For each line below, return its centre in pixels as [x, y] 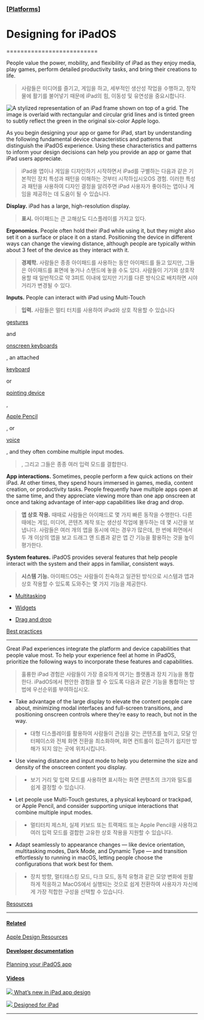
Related [16, 923]
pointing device [26, 392]
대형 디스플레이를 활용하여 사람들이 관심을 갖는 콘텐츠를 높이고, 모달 [110, 733]
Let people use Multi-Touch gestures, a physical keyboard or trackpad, [104, 799]
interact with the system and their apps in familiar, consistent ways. [90, 563]
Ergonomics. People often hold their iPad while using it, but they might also [101, 230]
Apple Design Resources [37, 937]
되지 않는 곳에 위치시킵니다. [74, 748]
